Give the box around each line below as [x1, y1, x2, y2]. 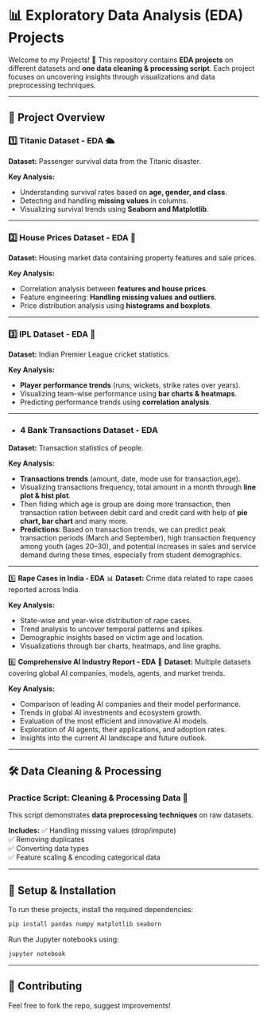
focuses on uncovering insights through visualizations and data [8, 72, 216, 81]
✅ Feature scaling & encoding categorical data [8, 852, 161, 862]
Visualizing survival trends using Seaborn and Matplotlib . [19, 204, 209, 213]
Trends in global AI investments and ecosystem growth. [19, 708, 203, 717]
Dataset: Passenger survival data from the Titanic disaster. [8, 156, 201, 166]
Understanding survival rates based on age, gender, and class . [19, 187, 228, 197]
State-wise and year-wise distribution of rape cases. [19, 615, 192, 625]
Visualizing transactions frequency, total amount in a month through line [19, 482, 257, 492]
